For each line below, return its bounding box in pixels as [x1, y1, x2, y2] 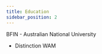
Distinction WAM [14, 42, 56, 49]
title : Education [6, 8, 50, 15]
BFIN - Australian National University [6, 30, 97, 37]
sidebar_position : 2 [6, 14, 58, 20]
